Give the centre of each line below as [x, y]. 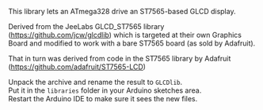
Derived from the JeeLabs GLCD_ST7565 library [86, 26]
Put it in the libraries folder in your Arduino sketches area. [105, 90]
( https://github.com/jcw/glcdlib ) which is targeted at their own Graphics [125, 35]
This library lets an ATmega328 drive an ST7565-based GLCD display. [122, 11]
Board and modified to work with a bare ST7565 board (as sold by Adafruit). [132, 43]
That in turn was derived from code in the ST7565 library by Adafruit [120, 59]
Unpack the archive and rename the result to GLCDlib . [95, 82]
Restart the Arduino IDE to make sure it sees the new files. [103, 99]
